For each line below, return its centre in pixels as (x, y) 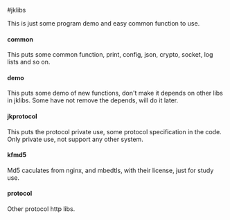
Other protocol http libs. (41, 209)
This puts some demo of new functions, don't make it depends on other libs (115, 93)
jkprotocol (22, 116)
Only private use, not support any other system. (75, 139)
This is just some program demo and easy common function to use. (104, 23)
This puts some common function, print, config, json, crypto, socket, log (110, 55)
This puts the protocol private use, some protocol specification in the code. (114, 131)
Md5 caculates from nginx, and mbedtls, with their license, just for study (110, 170)
